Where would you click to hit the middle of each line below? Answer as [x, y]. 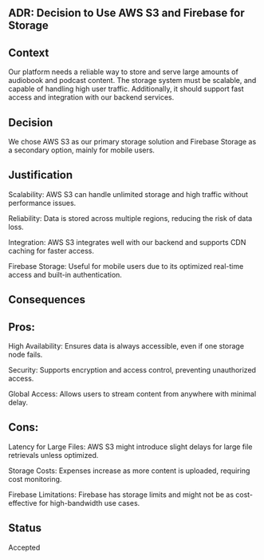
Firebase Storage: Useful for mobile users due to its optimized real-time [126, 266]
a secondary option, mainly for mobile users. [82, 150]
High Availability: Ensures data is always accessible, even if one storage [126, 346]
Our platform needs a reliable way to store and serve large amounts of [124, 72]
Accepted [24, 547]
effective [23, 503]
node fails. [26, 355]
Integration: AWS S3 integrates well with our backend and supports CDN [127, 242]
